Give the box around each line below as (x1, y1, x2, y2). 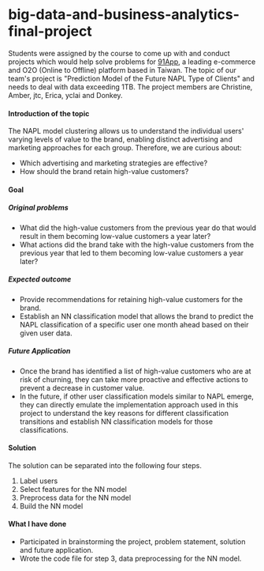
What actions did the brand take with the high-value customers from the (19, 240, 255, 249)
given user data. (19, 328, 73, 338)
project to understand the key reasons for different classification (19, 408, 229, 418)
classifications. (19, 425, 69, 434)
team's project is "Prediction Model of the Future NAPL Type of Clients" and (8, 74, 255, 83)
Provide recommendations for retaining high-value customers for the (19, 294, 244, 304)
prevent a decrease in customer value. (19, 383, 145, 392)
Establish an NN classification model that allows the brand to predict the (19, 311, 254, 321)
